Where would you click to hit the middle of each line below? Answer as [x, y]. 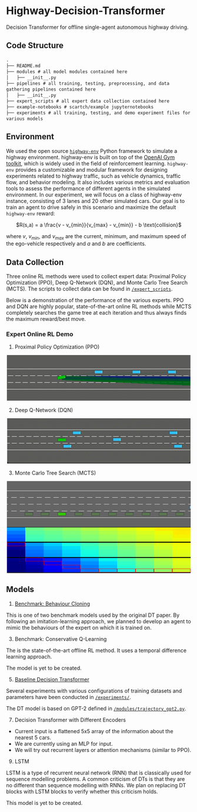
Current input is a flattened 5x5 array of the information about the [94, 731]
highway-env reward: [31, 213]
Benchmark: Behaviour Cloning [52, 603]
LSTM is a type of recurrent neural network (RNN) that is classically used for [98, 773]
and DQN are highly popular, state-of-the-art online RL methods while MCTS [99, 306]
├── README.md [24, 66]
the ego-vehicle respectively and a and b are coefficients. [76, 244]
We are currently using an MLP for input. [64, 744]
